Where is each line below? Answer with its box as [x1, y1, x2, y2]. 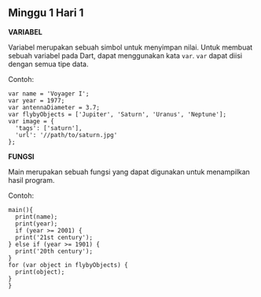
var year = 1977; [8, 96, 65, 105]
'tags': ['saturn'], [15, 124, 83, 132]
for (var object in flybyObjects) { [8, 261, 128, 269]
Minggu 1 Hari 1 [8, 6, 84, 20]
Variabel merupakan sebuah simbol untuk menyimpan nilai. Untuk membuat [8, 43, 253, 52]
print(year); [15, 220, 58, 228]
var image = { [8, 117, 55, 125]
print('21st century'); [15, 233, 93, 241]
